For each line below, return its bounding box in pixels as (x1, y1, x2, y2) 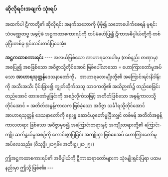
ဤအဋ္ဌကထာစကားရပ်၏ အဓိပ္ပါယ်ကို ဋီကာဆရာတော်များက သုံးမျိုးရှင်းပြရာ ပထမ (5, 155, 162, 161)
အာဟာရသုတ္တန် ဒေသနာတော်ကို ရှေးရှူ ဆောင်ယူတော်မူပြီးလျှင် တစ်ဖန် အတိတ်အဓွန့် (5, 112, 163, 118)
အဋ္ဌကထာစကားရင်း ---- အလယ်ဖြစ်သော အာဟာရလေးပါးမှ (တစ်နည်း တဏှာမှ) (5, 55, 158, 61)
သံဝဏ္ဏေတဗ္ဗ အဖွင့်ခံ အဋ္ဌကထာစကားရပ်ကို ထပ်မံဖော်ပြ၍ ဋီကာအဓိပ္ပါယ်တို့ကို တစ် (5, 31, 161, 37)
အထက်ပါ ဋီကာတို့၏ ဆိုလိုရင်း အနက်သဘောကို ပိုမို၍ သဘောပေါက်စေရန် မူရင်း (5, 21, 157, 27)
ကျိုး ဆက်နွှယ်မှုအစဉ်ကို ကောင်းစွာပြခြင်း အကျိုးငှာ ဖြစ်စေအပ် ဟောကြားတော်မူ (5, 132, 157, 138)
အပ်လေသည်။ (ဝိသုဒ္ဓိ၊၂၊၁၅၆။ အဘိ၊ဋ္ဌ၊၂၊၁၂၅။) (5, 141, 95, 147)
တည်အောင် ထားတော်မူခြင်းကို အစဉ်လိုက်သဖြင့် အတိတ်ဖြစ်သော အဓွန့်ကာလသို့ (5, 93, 156, 99)
